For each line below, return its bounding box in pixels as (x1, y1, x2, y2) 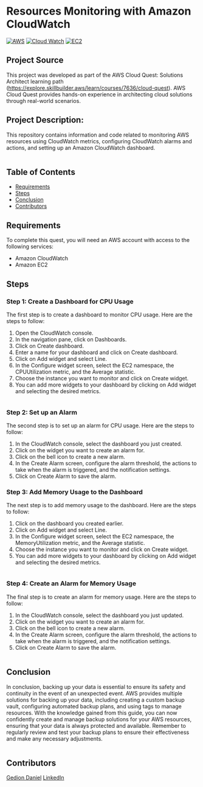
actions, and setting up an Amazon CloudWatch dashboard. (6, 144, 156, 151)
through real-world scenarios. (6, 97, 81, 104)
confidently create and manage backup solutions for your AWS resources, (6, 715, 192, 723)
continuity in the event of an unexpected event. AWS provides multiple (6, 689, 183, 697)
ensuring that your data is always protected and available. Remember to (6, 722, 187, 729)
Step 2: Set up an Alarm (6, 408, 78, 416)
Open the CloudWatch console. (15, 329, 94, 337)
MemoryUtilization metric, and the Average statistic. (15, 540, 145, 547)
